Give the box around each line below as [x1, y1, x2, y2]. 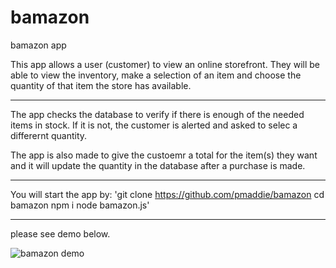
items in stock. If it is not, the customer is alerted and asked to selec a [10, 119, 298, 131]
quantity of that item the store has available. [10, 79, 192, 91]
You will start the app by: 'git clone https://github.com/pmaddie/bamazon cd [10, 188, 325, 200]
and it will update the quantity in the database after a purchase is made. [10, 159, 306, 171]
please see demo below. [10, 227, 111, 240]
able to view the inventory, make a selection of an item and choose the [10, 69, 302, 81]
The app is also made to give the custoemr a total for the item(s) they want [10, 149, 318, 161]
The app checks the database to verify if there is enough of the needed [10, 108, 305, 120]
